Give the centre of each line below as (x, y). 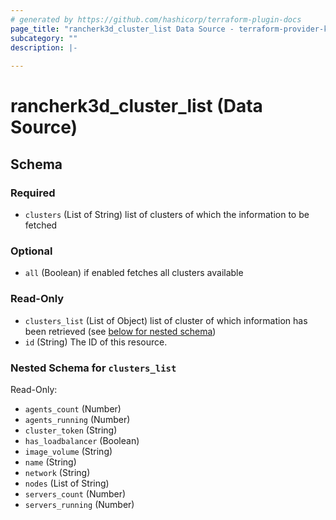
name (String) (50, 462)
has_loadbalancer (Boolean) (82, 440)
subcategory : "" (44, 38)
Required (33, 193)
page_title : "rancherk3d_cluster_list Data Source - (122, 29)
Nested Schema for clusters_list (93, 368)
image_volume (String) (68, 451)
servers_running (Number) (79, 504)
